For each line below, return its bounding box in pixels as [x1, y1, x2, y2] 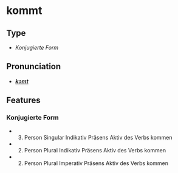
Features [6, 95, 41, 106]
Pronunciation [6, 61, 61, 72]
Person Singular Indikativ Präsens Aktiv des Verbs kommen [24, 134, 173, 141]
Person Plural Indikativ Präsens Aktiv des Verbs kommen [24, 146, 166, 154]
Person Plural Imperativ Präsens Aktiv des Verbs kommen [24, 159, 169, 167]
